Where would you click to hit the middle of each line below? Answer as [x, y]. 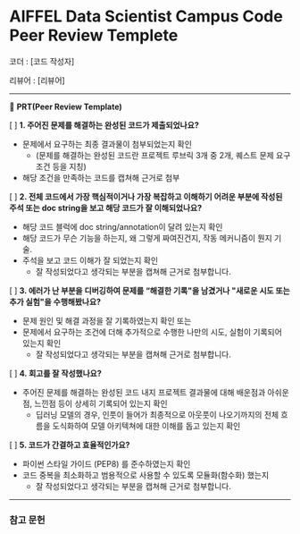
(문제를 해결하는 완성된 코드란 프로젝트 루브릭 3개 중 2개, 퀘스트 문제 [154, 155]
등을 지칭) [69, 166]
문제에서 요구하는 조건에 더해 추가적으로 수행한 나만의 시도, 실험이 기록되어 [152, 332]
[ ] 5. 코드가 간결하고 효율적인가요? [70, 445]
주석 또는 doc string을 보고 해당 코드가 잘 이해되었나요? [106, 208]
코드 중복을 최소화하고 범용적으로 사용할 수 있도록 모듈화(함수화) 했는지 [146, 475]
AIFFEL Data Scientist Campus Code [146, 17]
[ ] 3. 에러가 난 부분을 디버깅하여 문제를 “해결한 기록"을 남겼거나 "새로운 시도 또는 [150, 290]
